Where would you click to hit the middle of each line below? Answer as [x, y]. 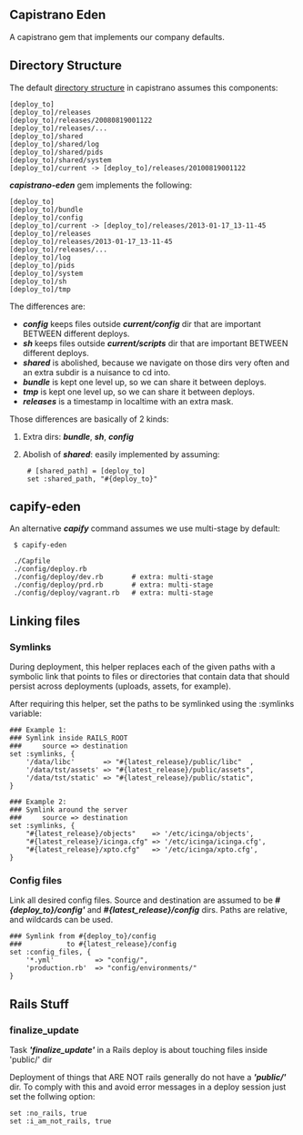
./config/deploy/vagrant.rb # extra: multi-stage [113, 593]
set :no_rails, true [49, 1114]
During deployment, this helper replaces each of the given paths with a [142, 667]
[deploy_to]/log [40, 257]
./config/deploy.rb [50, 569]
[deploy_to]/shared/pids [56, 152]
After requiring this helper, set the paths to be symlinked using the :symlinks [152, 704]
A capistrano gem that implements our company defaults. [117, 36]
